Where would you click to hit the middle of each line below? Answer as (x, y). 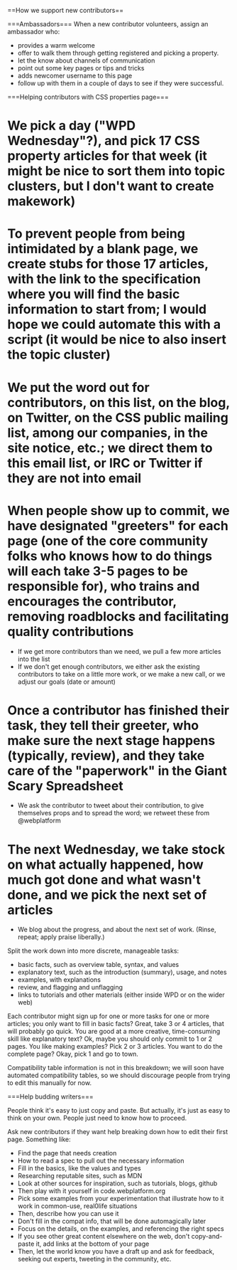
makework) (42, 201)
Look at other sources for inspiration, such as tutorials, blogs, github (117, 1183)
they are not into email (75, 478)
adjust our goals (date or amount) (66, 682)
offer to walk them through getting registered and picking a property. (118, 53)
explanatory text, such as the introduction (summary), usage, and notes (122, 972)
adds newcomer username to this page (75, 75)
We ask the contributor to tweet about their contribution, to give (111, 805)
